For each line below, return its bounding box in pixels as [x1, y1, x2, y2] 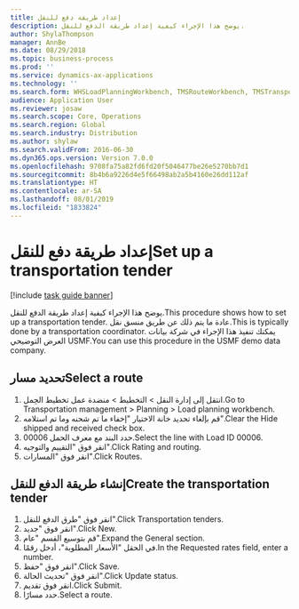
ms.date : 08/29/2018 [10, 46, 87, 55]
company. [10, 344, 47, 356]
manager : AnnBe [10, 37, 67, 47]
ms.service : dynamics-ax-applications [10, 71, 153, 80]
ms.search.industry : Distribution [10, 129, 138, 138]
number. [22, 552, 54, 563]
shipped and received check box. [22, 422, 146, 433]
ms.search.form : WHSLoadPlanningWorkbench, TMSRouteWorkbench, [10, 87, 249, 96]
